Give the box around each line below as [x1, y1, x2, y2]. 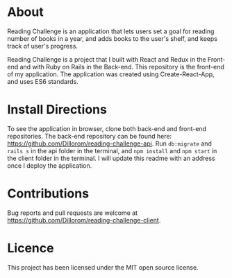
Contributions [7, 186, 89, 202]
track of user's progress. [7, 42, 78, 50]
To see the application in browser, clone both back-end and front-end [7, 124, 207, 132]
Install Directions [7, 102, 108, 118]
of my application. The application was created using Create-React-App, [7, 70, 215, 78]
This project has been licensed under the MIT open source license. [7, 263, 199, 271]
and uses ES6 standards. [7, 77, 78, 85]
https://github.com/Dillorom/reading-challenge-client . [7, 216, 161, 224]
